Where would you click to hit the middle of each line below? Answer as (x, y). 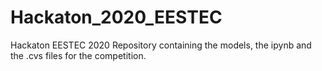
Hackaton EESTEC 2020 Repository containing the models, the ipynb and (161, 45)
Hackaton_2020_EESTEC (116, 17)
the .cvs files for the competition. (78, 55)
